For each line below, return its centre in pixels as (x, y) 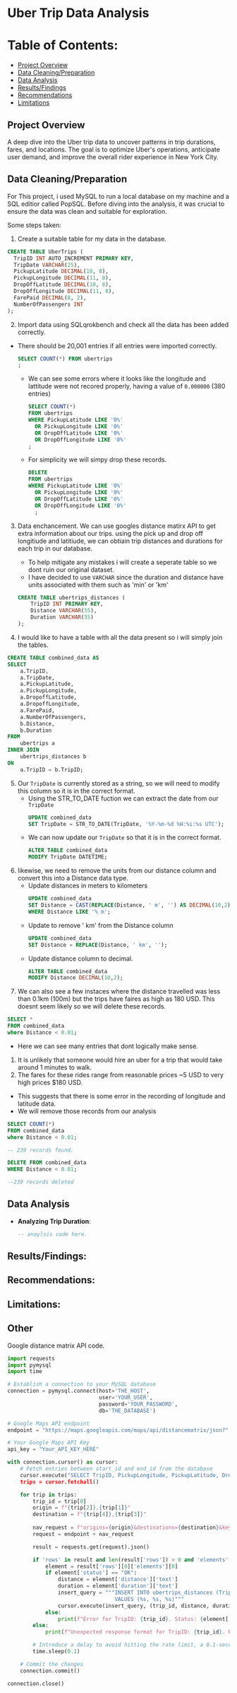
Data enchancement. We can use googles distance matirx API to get (117, 526)
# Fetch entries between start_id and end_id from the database (116, 1469)
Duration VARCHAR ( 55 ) (62, 617)
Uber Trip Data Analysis (78, 13)
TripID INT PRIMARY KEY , (67, 604)
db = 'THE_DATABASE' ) (127, 1411)
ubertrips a (37, 744)
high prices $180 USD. (50, 1082)
